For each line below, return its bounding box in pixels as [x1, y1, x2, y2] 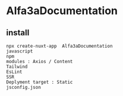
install [6, 28, 30, 38]
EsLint [6, 69, 23, 75]
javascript [6, 48, 33, 54]
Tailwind [6, 64, 28, 69]
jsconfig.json [6, 84, 42, 90]
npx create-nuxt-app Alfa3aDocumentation [6, 43, 113, 49]
